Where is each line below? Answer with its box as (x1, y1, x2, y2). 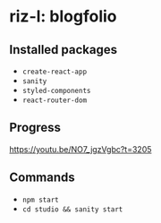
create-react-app (21, 67, 88, 76)
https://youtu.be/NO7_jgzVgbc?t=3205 (9, 143, 152, 154)
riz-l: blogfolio (9, 6, 117, 27)
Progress (9, 120, 61, 135)
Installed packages (9, 42, 118, 57)
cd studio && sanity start (21, 204, 123, 214)
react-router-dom (21, 96, 88, 105)
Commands (9, 170, 76, 185)
